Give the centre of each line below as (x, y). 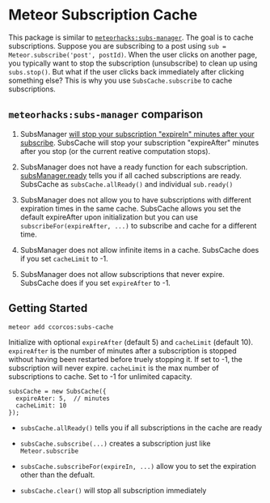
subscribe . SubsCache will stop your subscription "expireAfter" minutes (139, 143)
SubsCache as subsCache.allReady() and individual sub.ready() (127, 184)
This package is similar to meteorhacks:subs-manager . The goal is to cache (131, 37)
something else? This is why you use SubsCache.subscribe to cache (120, 80)
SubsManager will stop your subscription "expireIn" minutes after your (137, 134)
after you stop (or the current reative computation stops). (115, 151)
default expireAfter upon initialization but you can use (109, 217)
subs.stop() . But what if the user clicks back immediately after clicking (127, 71)
